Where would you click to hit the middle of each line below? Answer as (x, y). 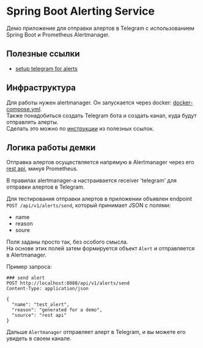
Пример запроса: (29, 267)
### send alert (26, 278)
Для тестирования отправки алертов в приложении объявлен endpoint (99, 199)
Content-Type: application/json (47, 289)
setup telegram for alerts (46, 68)
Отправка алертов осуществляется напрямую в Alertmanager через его (100, 162)
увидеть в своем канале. (39, 339)
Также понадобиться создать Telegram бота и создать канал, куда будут (102, 115)
